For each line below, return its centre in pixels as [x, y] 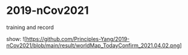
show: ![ [16, 39]
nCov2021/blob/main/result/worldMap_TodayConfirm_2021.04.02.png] [94, 45]
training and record [30, 27]
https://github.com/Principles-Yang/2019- [78, 39]
